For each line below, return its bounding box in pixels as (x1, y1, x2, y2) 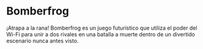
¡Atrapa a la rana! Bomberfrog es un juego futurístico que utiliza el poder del (6, 24, 198, 31)
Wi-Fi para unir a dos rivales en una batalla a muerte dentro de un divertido (6, 30, 195, 38)
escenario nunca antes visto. (6, 37, 79, 44)
